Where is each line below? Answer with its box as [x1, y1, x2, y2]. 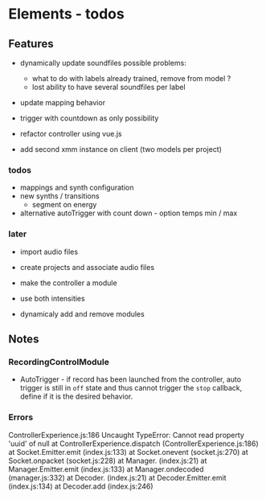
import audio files [19, 247, 79, 256]
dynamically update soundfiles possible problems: [19, 58, 186, 67]
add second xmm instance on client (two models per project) [19, 145, 223, 153]
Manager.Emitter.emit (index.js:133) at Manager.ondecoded [8, 464, 204, 474]
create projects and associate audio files [19, 262, 155, 272]
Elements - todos [8, 5, 125, 23]
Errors [8, 411, 34, 423]
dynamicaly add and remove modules [19, 309, 145, 318]
